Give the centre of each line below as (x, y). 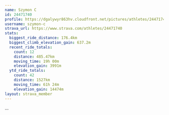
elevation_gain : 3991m (38, 66)
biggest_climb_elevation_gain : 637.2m (50, 43)
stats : (12, 33)
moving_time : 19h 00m (36, 61)
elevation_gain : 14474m (39, 89)
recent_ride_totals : (31, 47)
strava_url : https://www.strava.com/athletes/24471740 (64, 29)
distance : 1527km (32, 80)
